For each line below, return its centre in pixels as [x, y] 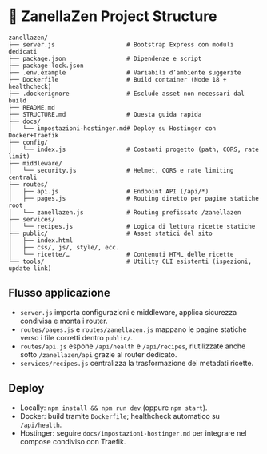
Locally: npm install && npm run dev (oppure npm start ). [114, 408]
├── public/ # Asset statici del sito [111, 233]
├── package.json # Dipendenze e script [105, 58]
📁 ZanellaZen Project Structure [113, 16]
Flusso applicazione [59, 293]
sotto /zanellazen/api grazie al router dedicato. [98, 354]
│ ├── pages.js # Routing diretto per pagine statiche [134, 198]
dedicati [23, 51]
